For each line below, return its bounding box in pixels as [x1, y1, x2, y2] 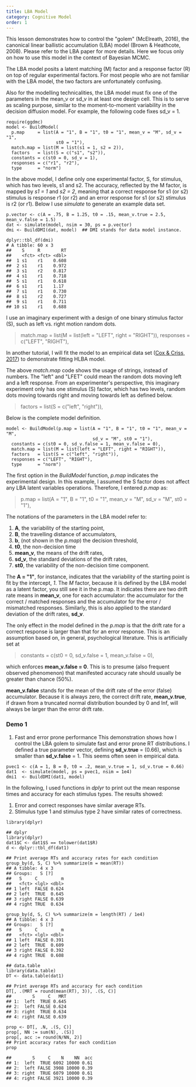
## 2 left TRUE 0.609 [6, 942, 64, 948]
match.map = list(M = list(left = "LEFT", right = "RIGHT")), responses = [20, 332, 190, 339]
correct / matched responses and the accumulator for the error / [6, 598, 161, 605]
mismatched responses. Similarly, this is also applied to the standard [6, 604, 171, 612]
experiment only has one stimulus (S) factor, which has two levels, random [6, 386, 186, 393]
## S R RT [6, 248, 67, 253]
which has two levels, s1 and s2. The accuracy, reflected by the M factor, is [6, 182, 187, 189]
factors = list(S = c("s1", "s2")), [11, 150, 106, 156]
